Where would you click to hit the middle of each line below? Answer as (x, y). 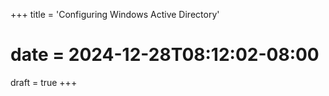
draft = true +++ (44, 82)
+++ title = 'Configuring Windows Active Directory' (115, 14)
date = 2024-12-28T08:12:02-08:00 (165, 55)
